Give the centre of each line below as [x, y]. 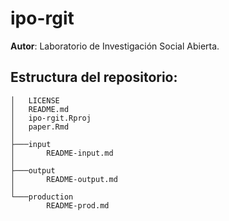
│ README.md [40, 109]
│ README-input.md [62, 153]
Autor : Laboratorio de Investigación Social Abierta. [115, 46]
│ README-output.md [64, 179]
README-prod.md [78, 205]
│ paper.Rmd [40, 127]
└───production [42, 197]
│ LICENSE [35, 100]
